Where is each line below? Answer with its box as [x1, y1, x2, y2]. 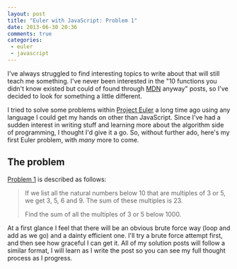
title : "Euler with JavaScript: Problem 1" [7, 17, 138, 24]
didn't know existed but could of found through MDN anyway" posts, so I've [7, 84, 229, 93]
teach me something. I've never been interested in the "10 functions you [7, 76, 217, 85]
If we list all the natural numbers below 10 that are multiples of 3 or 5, [24, 188, 226, 197]
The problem [7, 156, 65, 168]
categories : [7, 37, 42, 44]
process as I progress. [7, 253, 73, 262]
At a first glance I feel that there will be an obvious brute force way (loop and [7, 224, 231, 232]
